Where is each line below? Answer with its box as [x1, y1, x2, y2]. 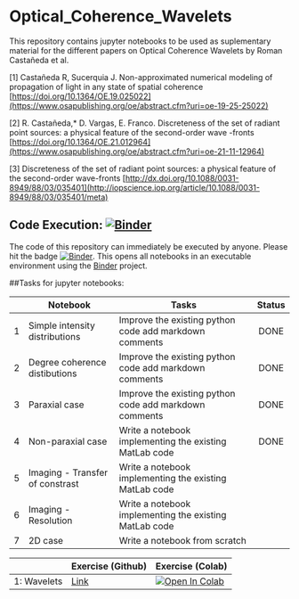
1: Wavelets [13, 575, 63, 587]
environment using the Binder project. [9, 260, 149, 271]
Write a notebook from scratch [118, 534, 246, 546]
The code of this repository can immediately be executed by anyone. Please [9, 241, 288, 251]
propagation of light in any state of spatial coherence [9, 81, 204, 92]
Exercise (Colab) [155, 560, 228, 572]
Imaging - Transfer [28, 466, 109, 479]
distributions [28, 330, 81, 342]
